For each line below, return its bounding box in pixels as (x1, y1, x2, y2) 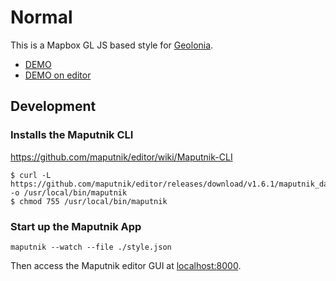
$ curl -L (10, 170, 52, 180)
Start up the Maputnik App (10, 219, 142, 233)
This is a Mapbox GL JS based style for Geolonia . (10, 39, 214, 51)
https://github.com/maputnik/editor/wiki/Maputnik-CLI (10, 151, 233, 163)
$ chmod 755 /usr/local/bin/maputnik (10, 196, 168, 206)
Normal (10, 6, 73, 29)
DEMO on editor (24, 69, 92, 81)
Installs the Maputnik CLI (10, 128, 134, 142)
